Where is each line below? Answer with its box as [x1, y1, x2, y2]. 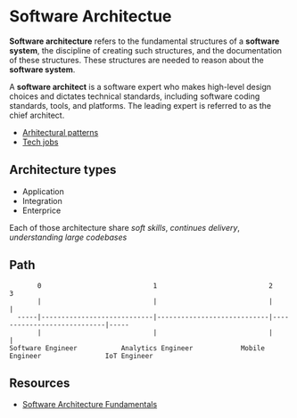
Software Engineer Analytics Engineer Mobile [9, 343, 266, 353]
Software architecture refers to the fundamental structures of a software [9, 36, 280, 46]
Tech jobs [21, 136, 59, 147]
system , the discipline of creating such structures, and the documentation [9, 45, 283, 55]
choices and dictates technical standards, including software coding [9, 91, 260, 102]
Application [21, 185, 65, 197]
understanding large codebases [9, 232, 128, 242]
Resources [9, 375, 70, 390]
